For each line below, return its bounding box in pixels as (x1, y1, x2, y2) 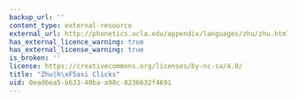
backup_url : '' (9, 12, 65, 22)
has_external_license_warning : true (9, 46, 144, 54)
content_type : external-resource (9, 21, 133, 30)
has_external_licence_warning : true (9, 37, 144, 47)
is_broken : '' (9, 54, 62, 62)
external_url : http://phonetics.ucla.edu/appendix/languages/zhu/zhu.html (9, 29, 291, 38)
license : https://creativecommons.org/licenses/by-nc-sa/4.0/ (9, 62, 243, 71)
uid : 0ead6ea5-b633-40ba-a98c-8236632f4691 (9, 78, 172, 87)
